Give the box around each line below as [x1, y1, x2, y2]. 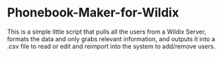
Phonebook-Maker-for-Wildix [7, 5, 180, 21]
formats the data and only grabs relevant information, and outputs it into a [7, 34, 216, 43]
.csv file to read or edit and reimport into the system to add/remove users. [7, 42, 216, 50]
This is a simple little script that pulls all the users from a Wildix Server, [7, 27, 207, 36]
